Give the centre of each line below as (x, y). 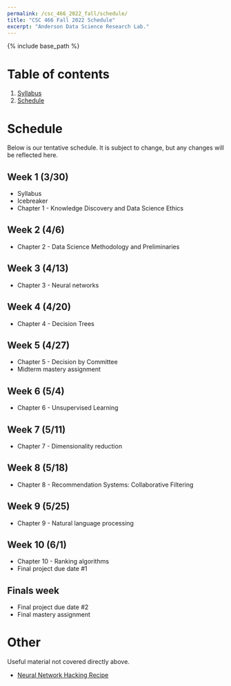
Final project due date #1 (52, 569)
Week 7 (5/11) (37, 430)
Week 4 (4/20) (39, 307)
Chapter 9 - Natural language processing (76, 523)
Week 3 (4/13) (38, 268)
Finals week (33, 590)
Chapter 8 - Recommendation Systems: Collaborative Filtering (105, 485)
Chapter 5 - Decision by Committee (68, 362)
